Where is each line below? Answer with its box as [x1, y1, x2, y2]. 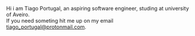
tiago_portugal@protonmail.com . [6, 23, 87, 30]
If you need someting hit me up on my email [6, 17, 114, 24]
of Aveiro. [6, 11, 30, 18]
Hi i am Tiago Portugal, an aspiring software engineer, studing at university [6, 5, 189, 12]
